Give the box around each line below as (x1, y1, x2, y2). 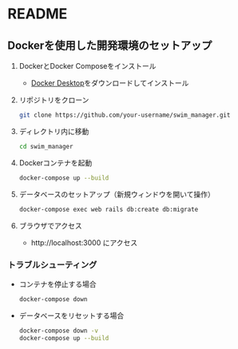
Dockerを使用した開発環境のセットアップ (7, 38, 212, 52)
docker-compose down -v (18, 327, 99, 335)
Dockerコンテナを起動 (18, 157, 93, 168)
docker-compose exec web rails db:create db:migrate (18, 205, 199, 213)
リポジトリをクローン (18, 95, 89, 105)
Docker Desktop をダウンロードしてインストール (30, 78, 189, 88)
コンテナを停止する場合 (18, 279, 97, 288)
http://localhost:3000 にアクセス (30, 237, 137, 248)
